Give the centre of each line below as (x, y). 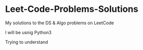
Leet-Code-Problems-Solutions (72, 9)
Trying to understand (27, 42)
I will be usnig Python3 (28, 32)
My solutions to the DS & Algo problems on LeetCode (60, 23)
